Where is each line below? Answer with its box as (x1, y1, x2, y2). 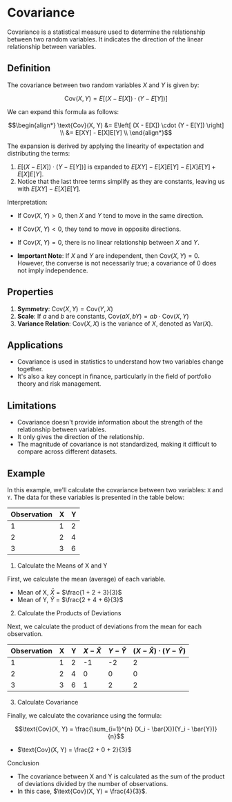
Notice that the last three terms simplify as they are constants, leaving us (17, 177, 225, 185)
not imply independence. (17, 266, 88, 274)
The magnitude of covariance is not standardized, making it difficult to (17, 440, 217, 449)
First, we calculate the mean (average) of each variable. (7, 575, 166, 583)
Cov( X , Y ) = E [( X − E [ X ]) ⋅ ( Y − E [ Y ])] (64, 94, 168, 102)
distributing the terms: (7, 149, 70, 157)
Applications (7, 339, 64, 351)
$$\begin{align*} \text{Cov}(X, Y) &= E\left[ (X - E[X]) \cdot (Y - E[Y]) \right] (8, 121, 224, 129)
